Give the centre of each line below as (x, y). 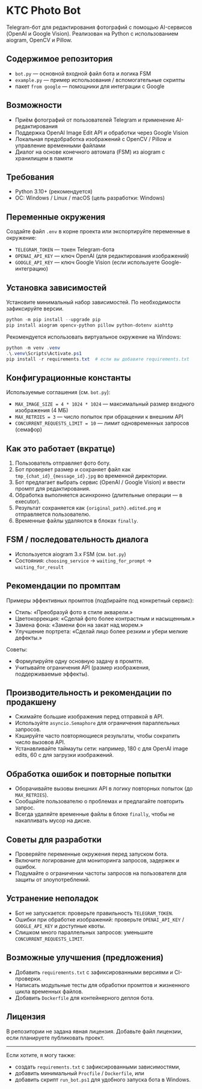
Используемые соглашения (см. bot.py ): (58, 392)
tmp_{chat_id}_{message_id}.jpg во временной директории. (91, 476)
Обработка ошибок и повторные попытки (89, 774)
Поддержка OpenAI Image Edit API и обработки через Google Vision (101, 133)
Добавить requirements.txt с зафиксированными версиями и (94, 972)
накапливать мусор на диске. (53, 821)
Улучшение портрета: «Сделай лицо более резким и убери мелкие (101, 631)
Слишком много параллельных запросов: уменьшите (84, 932)
